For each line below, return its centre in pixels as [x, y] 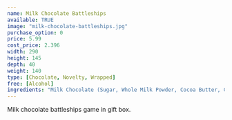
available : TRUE [30, 20]
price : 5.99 [24, 39]
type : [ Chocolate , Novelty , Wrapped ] [61, 77]
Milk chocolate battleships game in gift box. [69, 110]
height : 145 [24, 58]
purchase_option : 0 [35, 33]
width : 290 [23, 52]
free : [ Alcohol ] [30, 84]
